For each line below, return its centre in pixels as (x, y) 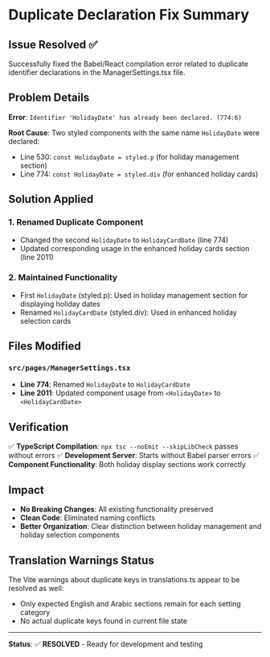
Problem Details (49, 98)
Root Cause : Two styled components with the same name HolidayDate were (134, 132)
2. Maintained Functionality (63, 278)
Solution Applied (51, 199)
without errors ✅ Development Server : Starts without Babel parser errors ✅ (134, 456)
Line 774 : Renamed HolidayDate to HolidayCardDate (105, 385)
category (35, 612)
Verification (39, 427)
